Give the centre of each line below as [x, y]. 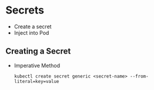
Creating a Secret [38, 51]
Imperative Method [37, 65]
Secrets [25, 10]
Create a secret [33, 26]
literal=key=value [36, 81]
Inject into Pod [31, 32]
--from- [139, 76]
